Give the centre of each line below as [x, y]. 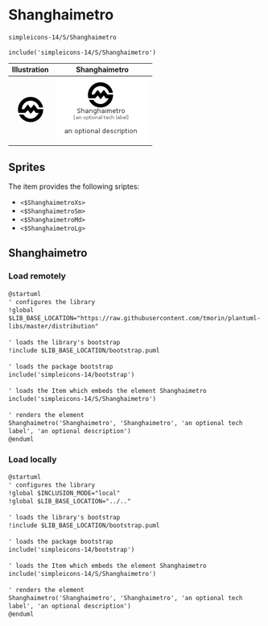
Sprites [27, 167]
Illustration [31, 69]
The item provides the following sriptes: [74, 186]
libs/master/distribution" [54, 326]
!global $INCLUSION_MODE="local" [64, 493]
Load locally [33, 459]
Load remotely [37, 276]
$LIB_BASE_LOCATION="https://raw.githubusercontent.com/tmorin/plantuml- [135, 318]
